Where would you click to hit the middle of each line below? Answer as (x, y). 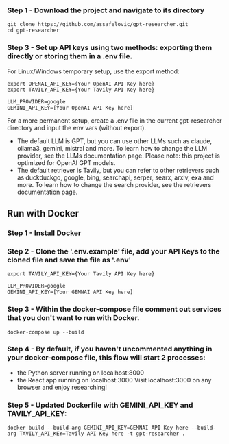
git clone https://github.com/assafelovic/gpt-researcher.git (98, 25)
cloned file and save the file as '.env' (69, 260)
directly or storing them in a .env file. (70, 56)
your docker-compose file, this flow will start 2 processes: (106, 358)
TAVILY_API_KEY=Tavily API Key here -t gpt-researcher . (103, 434)
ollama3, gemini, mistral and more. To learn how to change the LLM (112, 148)
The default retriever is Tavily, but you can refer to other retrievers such (118, 170)
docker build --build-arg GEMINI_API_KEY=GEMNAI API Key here (98, 428)
